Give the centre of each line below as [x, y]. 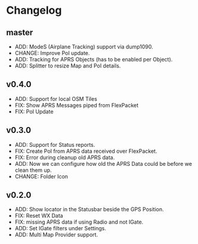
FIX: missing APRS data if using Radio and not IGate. [79, 222]
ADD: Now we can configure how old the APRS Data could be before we [103, 163]
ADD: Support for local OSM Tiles [56, 98]
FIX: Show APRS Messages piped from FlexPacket [77, 105]
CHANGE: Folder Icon [41, 176]
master [20, 33]
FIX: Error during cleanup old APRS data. [65, 157]
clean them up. [33, 170]
